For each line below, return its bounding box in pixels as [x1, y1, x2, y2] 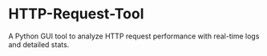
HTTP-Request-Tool [8, 5, 144, 23]
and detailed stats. [8, 39, 70, 49]
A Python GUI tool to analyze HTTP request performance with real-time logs [8, 31, 260, 41]
